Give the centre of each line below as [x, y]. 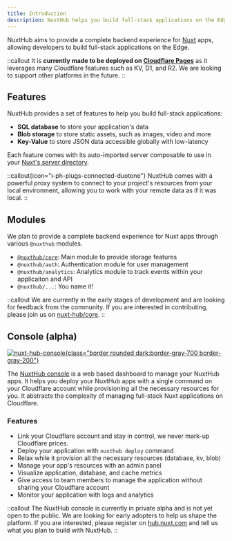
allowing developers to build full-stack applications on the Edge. [98, 47]
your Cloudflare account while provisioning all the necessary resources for [113, 388]
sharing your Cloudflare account [63, 488]
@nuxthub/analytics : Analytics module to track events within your [110, 272]
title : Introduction [37, 13]
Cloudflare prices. [43, 443]
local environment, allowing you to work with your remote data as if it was [112, 190]
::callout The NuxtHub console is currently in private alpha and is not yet [110, 508]
